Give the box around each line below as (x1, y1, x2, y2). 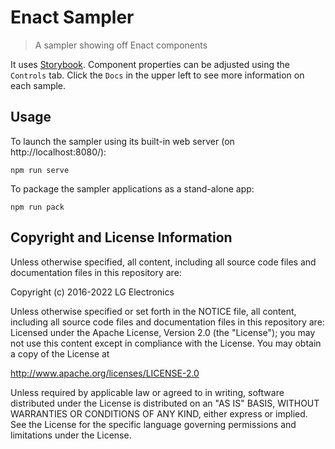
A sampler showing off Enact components (34, 39, 208, 51)
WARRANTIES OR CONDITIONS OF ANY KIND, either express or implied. (10, 407, 308, 420)
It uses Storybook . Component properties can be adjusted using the (10, 58, 291, 70)
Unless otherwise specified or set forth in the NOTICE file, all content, (10, 305, 297, 317)
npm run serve (10, 165, 70, 175)
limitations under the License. (10, 429, 132, 441)
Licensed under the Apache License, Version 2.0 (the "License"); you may (10, 326, 316, 338)
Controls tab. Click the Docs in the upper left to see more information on (10, 69, 305, 81)
